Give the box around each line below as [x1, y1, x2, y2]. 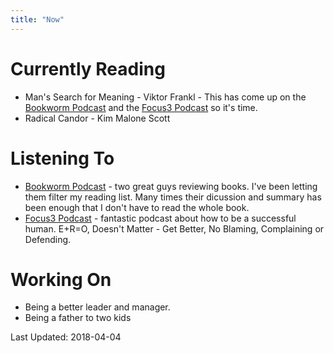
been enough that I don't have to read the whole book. [24, 201, 250, 213]
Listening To [10, 147, 115, 170]
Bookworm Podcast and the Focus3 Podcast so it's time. [24, 101, 258, 113]
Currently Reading [10, 57, 166, 80]
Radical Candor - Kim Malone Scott [24, 112, 171, 124]
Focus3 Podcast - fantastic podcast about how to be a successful [24, 212, 297, 224]
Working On [10, 268, 112, 291]
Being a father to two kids [24, 312, 132, 324]
